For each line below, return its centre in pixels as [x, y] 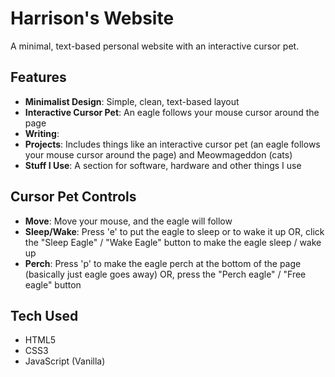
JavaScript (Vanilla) [65, 361]
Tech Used [44, 315]
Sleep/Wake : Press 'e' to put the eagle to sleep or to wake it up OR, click [174, 231]
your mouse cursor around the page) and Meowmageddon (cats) [158, 154]
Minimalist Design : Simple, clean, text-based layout [132, 101]
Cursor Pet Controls [73, 197]
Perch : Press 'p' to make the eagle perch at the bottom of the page [163, 263]
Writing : [42, 133]
